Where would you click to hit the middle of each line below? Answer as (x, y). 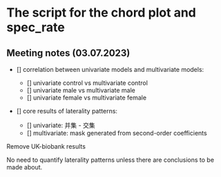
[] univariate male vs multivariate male (81, 90)
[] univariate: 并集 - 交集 (61, 125)
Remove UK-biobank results (46, 146)
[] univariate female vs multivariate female (86, 97)
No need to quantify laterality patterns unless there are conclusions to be (110, 160)
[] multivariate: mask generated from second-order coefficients (117, 133)
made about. (25, 167)
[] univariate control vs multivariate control (87, 83)
